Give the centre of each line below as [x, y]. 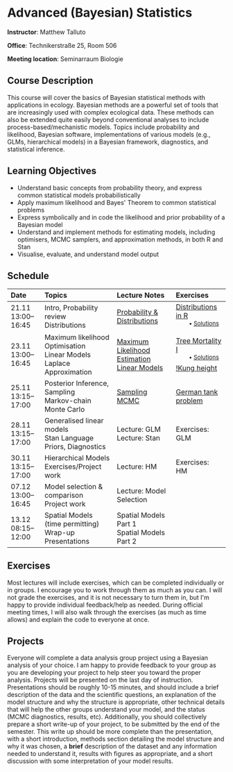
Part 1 [127, 523]
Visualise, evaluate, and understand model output [88, 254]
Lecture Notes [141, 295]
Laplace [57, 363]
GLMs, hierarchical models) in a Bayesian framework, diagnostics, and [108, 142]
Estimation [134, 359]
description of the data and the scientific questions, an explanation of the [112, 695]
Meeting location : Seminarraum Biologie [65, 59]
